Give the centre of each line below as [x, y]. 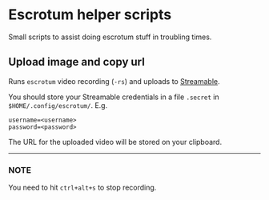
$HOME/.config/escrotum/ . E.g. [58, 105]
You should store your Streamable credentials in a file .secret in [114, 97]
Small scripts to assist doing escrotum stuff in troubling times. [110, 37]
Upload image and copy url [77, 62]
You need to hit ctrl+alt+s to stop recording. [82, 188]
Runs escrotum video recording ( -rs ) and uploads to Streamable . [114, 81]
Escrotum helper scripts [90, 15]
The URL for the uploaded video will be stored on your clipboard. [115, 142]
